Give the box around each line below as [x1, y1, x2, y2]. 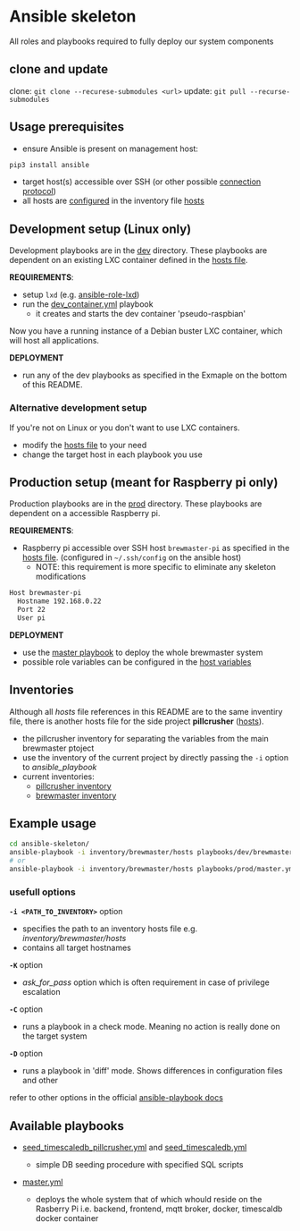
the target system [21, 1031, 87, 1041]
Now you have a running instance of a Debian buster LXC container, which [9, 326, 283, 336]
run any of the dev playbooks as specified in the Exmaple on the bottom [21, 369, 287, 381]
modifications [35, 571, 87, 582]
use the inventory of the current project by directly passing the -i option [21, 751, 288, 762]
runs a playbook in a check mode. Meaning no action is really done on [21, 1022, 280, 1032]
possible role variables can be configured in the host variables [21, 656, 252, 667]
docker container [35, 1213, 99, 1224]
